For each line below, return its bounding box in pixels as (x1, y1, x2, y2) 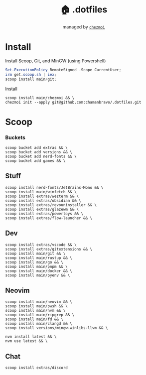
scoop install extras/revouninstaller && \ (5, 202, 97, 207)
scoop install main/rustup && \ (5, 255, 72, 260)
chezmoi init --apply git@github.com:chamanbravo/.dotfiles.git (5, 100, 142, 105)
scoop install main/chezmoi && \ (5, 95, 75, 100)
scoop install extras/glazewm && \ (5, 207, 79, 212)
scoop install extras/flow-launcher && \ (5, 215, 93, 221)
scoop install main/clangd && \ (5, 321, 72, 326)
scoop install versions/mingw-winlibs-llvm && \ (5, 326, 108, 331)
